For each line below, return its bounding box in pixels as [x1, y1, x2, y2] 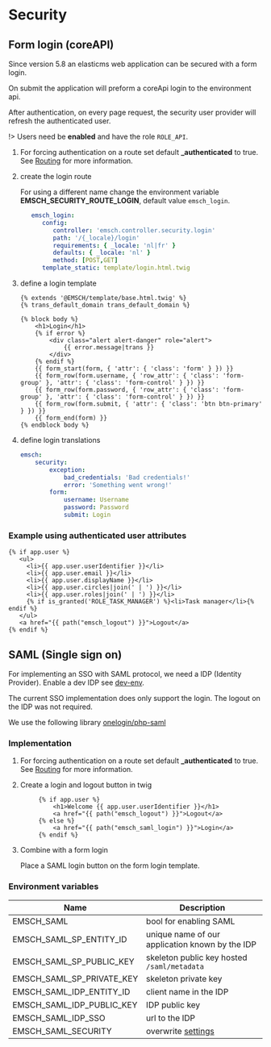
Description [179, 902, 226, 913]
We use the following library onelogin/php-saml [8, 717, 167, 727]
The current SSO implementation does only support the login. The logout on [8, 693, 261, 703]
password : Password [63, 503, 129, 511]
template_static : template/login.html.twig [41, 264, 191, 272]
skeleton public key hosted [146, 952, 248, 963]
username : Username [63, 496, 129, 504]
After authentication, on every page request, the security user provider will [8, 107, 256, 117]
